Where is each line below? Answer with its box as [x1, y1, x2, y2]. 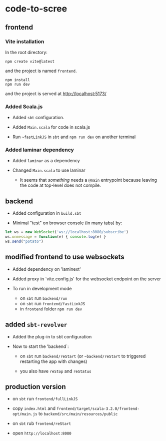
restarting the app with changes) [19, 358, 87, 364]
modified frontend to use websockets [5, 253, 125, 261]
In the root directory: [5, 49, 47, 55]
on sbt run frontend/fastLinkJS [19, 300, 85, 306]
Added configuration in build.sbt [12, 210, 81, 216]
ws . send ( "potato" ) [5, 239, 43, 244]
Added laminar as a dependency [12, 158, 80, 164]
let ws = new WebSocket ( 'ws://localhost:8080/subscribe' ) [5, 230, 128, 235]
